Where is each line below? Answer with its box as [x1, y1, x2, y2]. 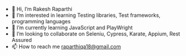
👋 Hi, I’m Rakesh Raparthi [11, 6, 73, 12]
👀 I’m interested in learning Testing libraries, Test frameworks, [11, 12, 161, 19]
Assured [11, 37, 32, 43]
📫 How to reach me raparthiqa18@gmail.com [11, 43, 121, 50]
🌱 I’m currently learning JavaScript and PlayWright [11, 24, 133, 31]
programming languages [11, 18, 71, 24]
